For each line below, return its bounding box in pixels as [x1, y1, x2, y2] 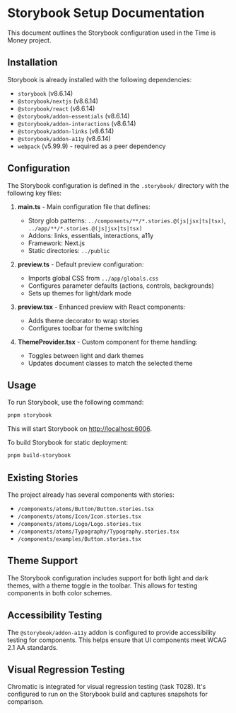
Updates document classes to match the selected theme [28, 359, 193, 367]
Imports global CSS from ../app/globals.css [28, 274, 159, 282]
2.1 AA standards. [7, 643, 59, 651]
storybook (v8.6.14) [17, 89, 73, 97]
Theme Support [7, 555, 78, 567]
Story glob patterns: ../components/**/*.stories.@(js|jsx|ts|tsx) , [28, 216, 226, 225]
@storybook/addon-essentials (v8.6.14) [17, 111, 130, 120]
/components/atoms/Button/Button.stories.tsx [17, 505, 154, 512]
